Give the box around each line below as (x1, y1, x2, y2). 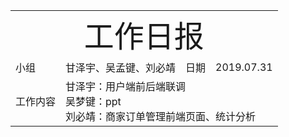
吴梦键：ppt (65, 95, 122, 108)
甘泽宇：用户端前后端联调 (65, 80, 187, 93)
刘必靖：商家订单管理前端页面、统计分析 (65, 110, 257, 123)
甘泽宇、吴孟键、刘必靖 (65, 61, 177, 74)
